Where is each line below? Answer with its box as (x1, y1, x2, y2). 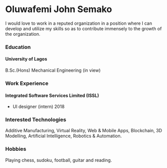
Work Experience (5, 80, 49, 87)
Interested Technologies (5, 116, 67, 123)
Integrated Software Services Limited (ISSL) (5, 92, 99, 98)
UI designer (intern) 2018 (12, 103, 65, 109)
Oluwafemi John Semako (5, 4, 113, 15)
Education (5, 43, 31, 50)
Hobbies (5, 145, 27, 152)
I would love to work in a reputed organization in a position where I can (5, 20, 152, 26)
